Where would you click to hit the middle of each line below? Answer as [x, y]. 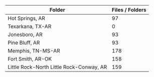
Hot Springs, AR [26, 18]
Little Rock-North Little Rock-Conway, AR [57, 67]
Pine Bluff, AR [24, 43]
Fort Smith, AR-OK [30, 59]
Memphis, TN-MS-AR [34, 51]
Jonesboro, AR [25, 34]
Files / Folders [129, 10]
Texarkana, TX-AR [30, 26]
